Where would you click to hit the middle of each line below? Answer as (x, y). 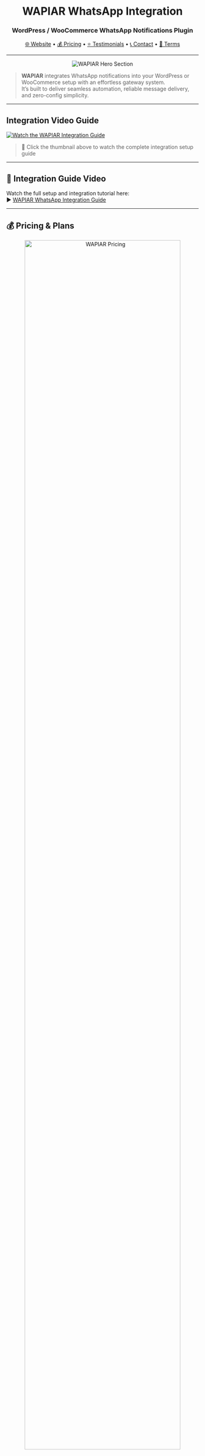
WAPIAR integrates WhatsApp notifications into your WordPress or (105, 76)
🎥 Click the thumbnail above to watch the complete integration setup (107, 147)
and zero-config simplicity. (55, 96)
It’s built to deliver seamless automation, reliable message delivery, (105, 89)
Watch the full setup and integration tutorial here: (68, 194)
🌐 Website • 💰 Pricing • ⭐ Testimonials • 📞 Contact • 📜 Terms (103, 44)
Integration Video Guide (53, 120)
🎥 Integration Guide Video (56, 179)
